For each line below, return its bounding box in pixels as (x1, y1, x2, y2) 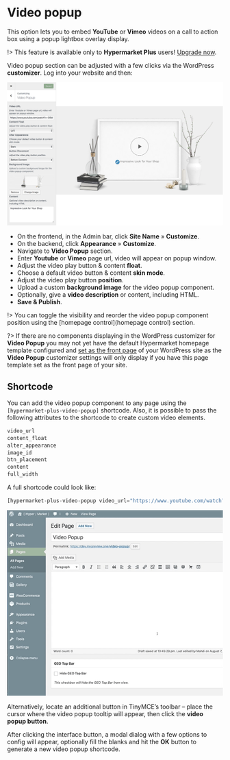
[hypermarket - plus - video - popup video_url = (7, 498, 130, 504)
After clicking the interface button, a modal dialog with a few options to (7, 731, 207, 739)
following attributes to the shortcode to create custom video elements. (7, 413, 205, 421)
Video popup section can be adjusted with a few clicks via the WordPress (7, 61, 214, 69)
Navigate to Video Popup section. (16, 247, 113, 255)
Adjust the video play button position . (16, 276, 125, 284)
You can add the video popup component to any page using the (7, 399, 187, 407)
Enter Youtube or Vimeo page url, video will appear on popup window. (16, 254, 217, 262)
